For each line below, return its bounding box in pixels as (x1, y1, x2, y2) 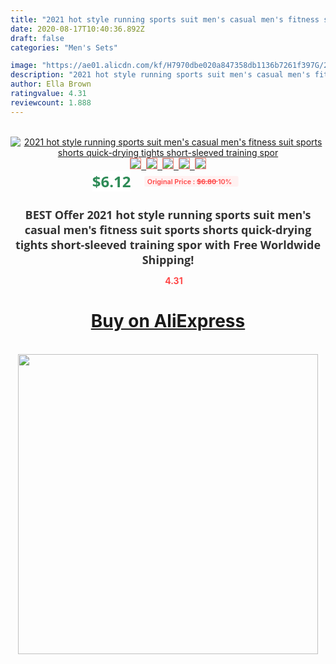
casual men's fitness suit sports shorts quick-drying (24, 221, 312, 238)
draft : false (10, 33, 65, 43)
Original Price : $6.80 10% (147, 176, 233, 186)
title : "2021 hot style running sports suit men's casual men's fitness (10, 14, 320, 25)
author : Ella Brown (10, 79, 92, 90)
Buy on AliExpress (90, 310, 246, 333)
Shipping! (141, 251, 195, 268)
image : (10, 61, 38, 71)
